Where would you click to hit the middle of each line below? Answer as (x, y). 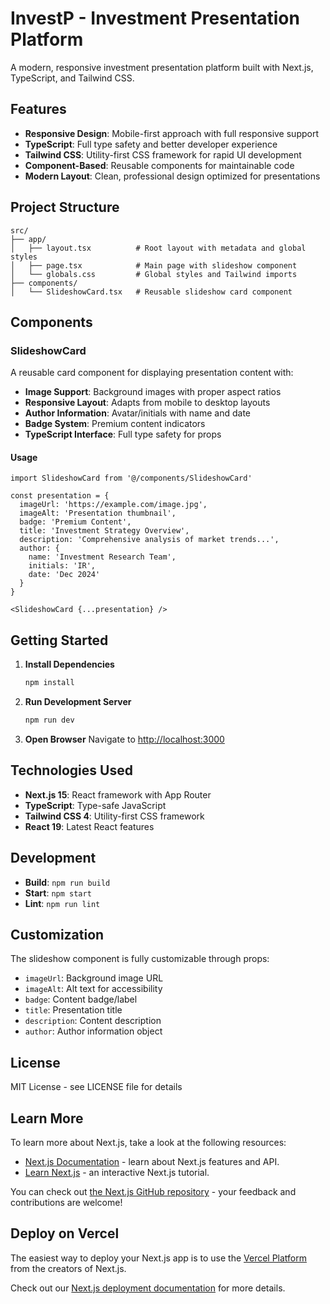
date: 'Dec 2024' (64, 575)
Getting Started (59, 640)
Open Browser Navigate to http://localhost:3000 (124, 739)
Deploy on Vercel (65, 1233)
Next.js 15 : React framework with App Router (118, 794)
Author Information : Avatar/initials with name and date (138, 413)
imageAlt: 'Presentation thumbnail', (98, 513)
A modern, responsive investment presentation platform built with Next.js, (162, 67)
